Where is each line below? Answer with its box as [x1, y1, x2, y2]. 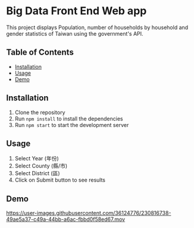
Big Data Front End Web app [6, 4, 147, 18]
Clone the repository [14, 109, 65, 116]
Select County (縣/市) [14, 162, 68, 170]
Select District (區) [14, 170, 60, 177]
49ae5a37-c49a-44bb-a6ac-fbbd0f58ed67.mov [6, 216, 126, 223]
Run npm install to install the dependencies [14, 115, 123, 122]
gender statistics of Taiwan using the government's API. [6, 30, 144, 37]
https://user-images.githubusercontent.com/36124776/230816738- [6, 210, 171, 217]
